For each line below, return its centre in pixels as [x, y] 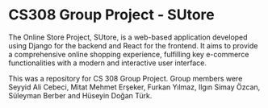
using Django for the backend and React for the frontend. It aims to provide [133, 45]
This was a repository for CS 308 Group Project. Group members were [126, 78]
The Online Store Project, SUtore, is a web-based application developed [128, 37]
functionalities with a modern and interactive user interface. [108, 63]
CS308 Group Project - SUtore [112, 15]
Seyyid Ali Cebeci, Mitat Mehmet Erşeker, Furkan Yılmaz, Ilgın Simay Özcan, [134, 87]
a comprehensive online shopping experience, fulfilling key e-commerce [129, 54]
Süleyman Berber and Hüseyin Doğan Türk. [80, 95]
